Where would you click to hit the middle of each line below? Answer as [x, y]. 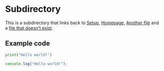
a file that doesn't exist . [29, 28]
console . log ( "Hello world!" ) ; [37, 64]
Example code [28, 44]
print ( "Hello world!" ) [29, 55]
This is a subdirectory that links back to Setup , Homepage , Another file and [82, 23]
